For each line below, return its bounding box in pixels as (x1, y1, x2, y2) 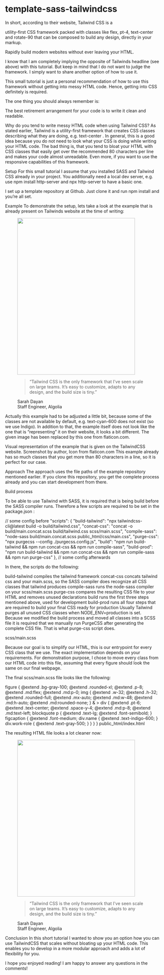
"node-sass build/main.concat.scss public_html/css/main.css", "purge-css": (5, 533, 159, 539)
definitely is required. (5, 89, 48, 95)
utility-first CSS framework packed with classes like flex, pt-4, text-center (5, 29, 153, 35)
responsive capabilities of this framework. (5, 159, 90, 165)
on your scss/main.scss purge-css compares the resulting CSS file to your (5, 589, 155, 595)
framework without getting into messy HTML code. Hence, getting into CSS (5, 83, 158, 89)
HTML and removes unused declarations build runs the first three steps (5, 594, 149, 600)
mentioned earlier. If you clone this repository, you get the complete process (5, 474, 159, 479)
